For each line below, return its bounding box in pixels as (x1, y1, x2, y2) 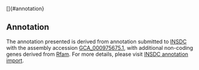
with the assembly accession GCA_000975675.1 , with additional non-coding (6, 44, 194, 51)
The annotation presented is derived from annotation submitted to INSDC (6, 38, 187, 45)
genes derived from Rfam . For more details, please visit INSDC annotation (6, 50, 189, 58)
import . (6, 56, 24, 64)
